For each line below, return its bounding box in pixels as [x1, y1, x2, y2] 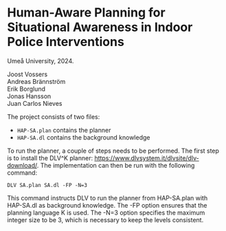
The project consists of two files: [7, 112, 100, 121]
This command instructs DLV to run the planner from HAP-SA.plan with [7, 194, 208, 202]
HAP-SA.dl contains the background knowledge [16, 133, 150, 142]
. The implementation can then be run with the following [36, 161, 195, 169]
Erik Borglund [7, 85, 46, 93]
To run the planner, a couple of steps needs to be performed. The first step [7, 146, 220, 155]
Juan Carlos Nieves [7, 99, 63, 107]
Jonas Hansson [7, 91, 52, 100]
